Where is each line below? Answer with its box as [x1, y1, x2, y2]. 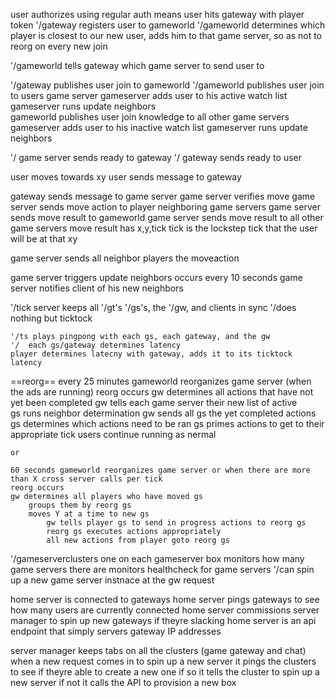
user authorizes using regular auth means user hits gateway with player [10, 9, 305, 20]
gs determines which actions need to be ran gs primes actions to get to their [10, 418, 325, 429]
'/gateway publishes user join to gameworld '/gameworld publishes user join [10, 79, 325, 91]
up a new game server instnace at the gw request [10, 574, 215, 586]
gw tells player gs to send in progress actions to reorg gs [46, 518, 307, 528]
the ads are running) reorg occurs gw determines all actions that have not [10, 386, 314, 398]
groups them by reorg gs [28, 500, 132, 510]
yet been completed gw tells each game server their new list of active [10, 397, 298, 408]
